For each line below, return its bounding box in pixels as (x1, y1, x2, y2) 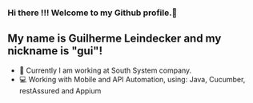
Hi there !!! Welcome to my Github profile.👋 (7, 7, 178, 18)
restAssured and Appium (18, 85, 102, 95)
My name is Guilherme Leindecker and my (7, 32, 222, 46)
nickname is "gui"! (7, 44, 103, 58)
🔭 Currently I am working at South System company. (18, 65, 192, 75)
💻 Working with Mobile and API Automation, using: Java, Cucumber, (18, 74, 246, 84)
